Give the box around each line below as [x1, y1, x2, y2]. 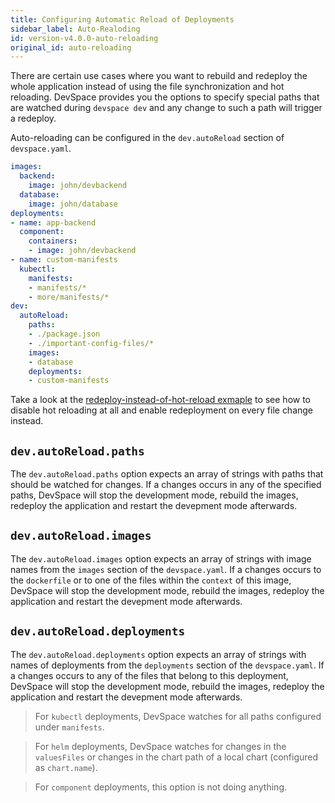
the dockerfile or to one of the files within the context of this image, [10, 574, 292, 586]
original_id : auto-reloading [10, 42, 132, 53]
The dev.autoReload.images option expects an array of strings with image [10, 552, 312, 565]
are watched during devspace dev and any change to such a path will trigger [10, 102, 323, 114]
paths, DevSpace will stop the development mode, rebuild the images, [10, 489, 299, 501]
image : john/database [28, 199, 118, 209]
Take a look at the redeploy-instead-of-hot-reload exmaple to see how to [10, 394, 312, 406]
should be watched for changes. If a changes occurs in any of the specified [10, 479, 322, 491]
